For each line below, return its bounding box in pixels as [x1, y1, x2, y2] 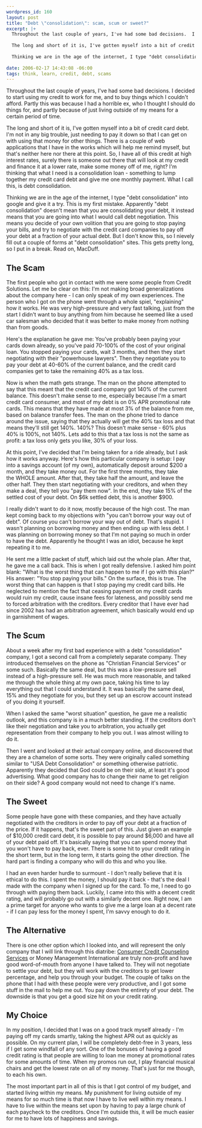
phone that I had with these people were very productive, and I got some [6, 979, 186, 987]
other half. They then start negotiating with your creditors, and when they [6, 481, 188, 488]
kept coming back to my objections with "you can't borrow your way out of [6, 511, 192, 519]
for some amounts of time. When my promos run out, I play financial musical [6, 1058, 195, 1066]
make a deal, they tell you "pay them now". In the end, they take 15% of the [6, 487, 192, 495]
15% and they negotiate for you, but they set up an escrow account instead [6, 691, 192, 699]
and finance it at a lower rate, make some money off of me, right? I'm [6, 163, 177, 170]
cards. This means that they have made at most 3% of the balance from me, [6, 405, 195, 412]
